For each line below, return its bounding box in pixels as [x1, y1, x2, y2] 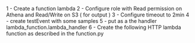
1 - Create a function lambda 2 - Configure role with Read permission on [6, 5, 183, 12]
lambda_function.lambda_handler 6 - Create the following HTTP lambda [6, 24, 181, 31]
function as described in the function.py [6, 30, 104, 37]
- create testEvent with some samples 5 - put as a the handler [6, 18, 157, 24]
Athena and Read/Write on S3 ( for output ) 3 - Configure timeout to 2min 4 [6, 11, 190, 18]
